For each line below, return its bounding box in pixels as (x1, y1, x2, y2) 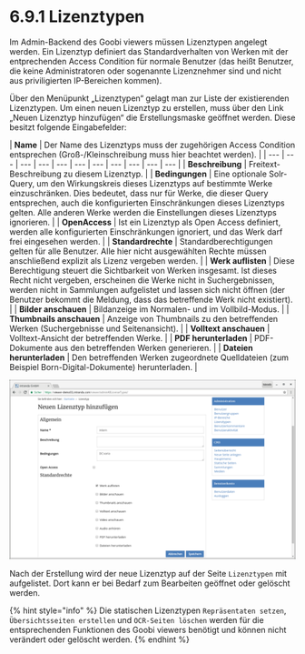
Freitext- (248, 158, 281, 169)
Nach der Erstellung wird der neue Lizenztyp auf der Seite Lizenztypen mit (9, 568, 288, 579)
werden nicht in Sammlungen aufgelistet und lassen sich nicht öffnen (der (9, 284, 286, 295)
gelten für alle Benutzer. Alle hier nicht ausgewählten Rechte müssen (9, 246, 267, 257)
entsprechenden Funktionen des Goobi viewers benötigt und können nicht (9, 624, 287, 635)
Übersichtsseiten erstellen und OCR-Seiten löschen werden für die (9, 614, 265, 625)
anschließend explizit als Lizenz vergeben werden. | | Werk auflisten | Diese (9, 255, 295, 266)
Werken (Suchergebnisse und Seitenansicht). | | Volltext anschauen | (9, 323, 271, 334)
